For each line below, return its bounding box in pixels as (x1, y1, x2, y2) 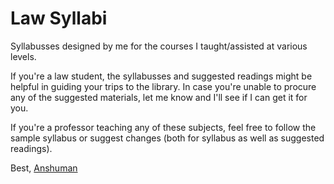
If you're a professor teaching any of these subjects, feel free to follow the (10, 121, 317, 133)
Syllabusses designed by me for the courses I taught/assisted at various (10, 40, 308, 52)
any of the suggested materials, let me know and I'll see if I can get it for (10, 91, 308, 103)
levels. (10, 50, 37, 62)
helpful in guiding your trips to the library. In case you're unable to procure (10, 80, 317, 92)
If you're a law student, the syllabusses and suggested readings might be (10, 70, 313, 82)
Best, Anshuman (10, 162, 78, 174)
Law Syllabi (10, 7, 108, 30)
